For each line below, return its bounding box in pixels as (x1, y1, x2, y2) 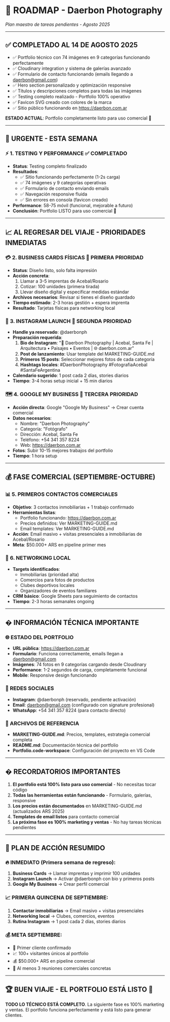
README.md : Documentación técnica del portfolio (12, 742, 119, 748)
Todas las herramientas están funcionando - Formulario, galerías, (12, 792, 152, 798)
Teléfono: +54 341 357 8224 (20, 437, 80, 443)
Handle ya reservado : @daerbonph (12, 329, 88, 335)
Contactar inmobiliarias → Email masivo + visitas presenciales (12, 908, 144, 914)
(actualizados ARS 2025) (12, 808, 65, 814)
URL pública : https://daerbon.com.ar (12, 645, 90, 651)
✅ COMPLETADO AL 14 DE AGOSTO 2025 (5, 41, 138, 50)
